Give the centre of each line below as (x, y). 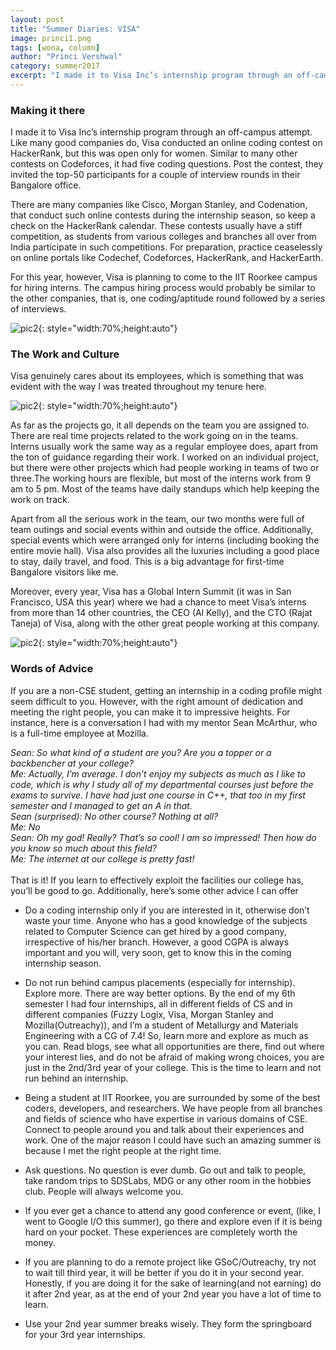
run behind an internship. (76, 1078)
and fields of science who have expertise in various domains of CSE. (166, 1118)
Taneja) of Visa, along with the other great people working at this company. (165, 623)
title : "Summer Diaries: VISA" (75, 29)
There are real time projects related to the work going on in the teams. (154, 436)
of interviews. (38, 309)
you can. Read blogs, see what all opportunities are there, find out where (174, 1046)
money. (40, 1242)
